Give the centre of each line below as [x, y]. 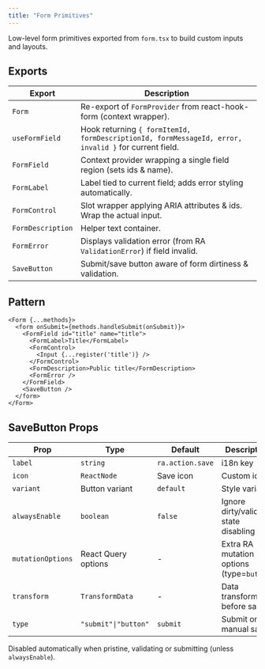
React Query [104, 554]
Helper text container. [121, 229]
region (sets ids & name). [127, 170]
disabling [238, 531]
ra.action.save [185, 463]
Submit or [239, 619]
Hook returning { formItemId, [136, 130]
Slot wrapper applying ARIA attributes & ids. [161, 206]
